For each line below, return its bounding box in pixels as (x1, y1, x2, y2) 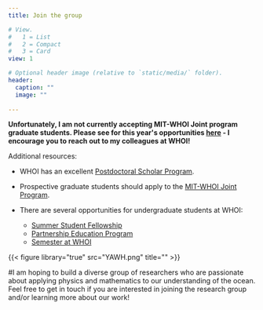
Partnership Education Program (31, 229, 133, 239)
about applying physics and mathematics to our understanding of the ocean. (8, 276, 256, 286)
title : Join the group (8, 11, 82, 20)
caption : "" (15, 83, 55, 91)
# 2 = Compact (8, 40, 61, 48)
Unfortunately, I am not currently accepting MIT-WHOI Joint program (8, 119, 238, 129)
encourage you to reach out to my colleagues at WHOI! (8, 137, 191, 146)
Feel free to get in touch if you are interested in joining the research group (8, 284, 247, 294)
